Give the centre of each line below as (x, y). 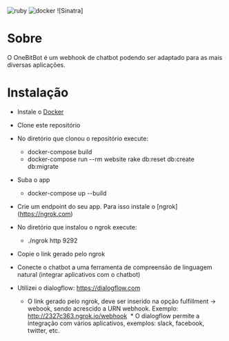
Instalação (38, 93)
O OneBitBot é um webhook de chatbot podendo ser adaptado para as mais (115, 57)
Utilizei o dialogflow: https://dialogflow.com (79, 288)
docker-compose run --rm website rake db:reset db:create (111, 159)
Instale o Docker (40, 112)
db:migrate (43, 166)
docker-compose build (60, 152)
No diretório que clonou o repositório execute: (82, 138)
